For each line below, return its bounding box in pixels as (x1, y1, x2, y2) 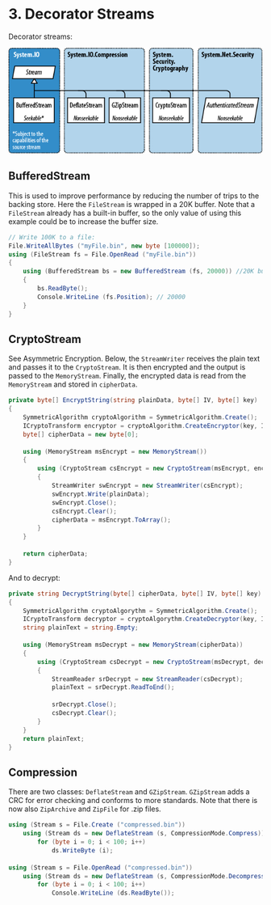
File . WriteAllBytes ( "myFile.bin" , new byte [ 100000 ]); (8, 242, 200, 250)
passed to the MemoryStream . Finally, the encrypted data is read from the (8, 371, 247, 381)
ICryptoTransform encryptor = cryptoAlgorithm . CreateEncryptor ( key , (23, 421, 258, 429)
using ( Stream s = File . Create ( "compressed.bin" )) (8, 821, 186, 829)
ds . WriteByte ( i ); (51, 846, 114, 854)
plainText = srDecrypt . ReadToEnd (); (51, 683, 175, 691)
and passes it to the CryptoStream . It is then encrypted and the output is (8, 362, 246, 372)
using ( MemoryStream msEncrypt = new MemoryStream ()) (23, 447, 207, 455)
